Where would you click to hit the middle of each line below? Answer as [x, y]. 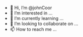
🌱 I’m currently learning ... [37, 18]
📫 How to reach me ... [33, 29]
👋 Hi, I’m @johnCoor [31, 8]
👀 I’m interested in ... [31, 13]
